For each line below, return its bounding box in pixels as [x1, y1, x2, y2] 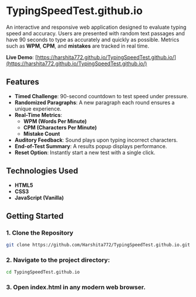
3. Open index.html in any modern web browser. [6, 283, 146, 292]
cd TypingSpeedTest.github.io [6, 269, 80, 275]
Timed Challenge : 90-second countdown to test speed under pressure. [14, 92, 189, 99]
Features [6, 77, 39, 87]
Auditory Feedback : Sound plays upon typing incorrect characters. [14, 136, 178, 144]
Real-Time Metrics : [14, 111, 63, 118]
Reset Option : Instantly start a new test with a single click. [14, 149, 156, 156]
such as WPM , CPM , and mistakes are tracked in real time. [6, 42, 150, 49]
